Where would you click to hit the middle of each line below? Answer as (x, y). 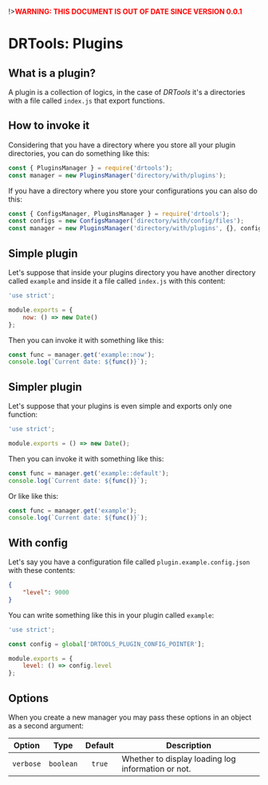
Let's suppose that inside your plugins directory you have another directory (132, 273)
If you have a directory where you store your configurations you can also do (133, 190)
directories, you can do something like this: (79, 153)
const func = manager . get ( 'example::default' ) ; (89, 473)
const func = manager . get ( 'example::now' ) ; (82, 355)
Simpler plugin (45, 387)
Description (189, 745)
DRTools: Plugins (66, 44)
